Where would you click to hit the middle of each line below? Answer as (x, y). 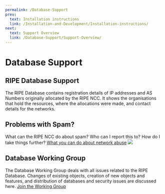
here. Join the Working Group (36, 186)
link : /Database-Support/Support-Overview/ (55, 38)
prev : (11, 14)
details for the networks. (30, 108)
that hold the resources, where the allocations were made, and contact (78, 103)
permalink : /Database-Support (37, 10)
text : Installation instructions (44, 19)
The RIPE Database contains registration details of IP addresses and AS (79, 92)
